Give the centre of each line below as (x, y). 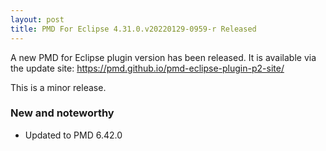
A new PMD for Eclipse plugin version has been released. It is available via (163, 57)
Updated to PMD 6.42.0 (73, 135)
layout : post (37, 19)
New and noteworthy (62, 113)
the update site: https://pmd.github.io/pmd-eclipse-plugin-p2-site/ (147, 68)
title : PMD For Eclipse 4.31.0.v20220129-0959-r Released (133, 29)
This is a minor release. (58, 87)
